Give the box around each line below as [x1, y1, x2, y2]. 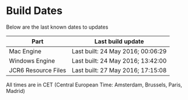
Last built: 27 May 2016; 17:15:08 [72, 66, 167, 74]
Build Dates [6, 4, 63, 18]
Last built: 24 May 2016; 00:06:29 [72, 47, 167, 55]
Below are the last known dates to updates [6, 23, 109, 30]
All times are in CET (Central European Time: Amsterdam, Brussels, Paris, [6, 81, 183, 88]
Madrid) [6, 87, 25, 94]
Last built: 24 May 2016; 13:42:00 [72, 57, 167, 65]
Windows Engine [9, 57, 55, 65]
